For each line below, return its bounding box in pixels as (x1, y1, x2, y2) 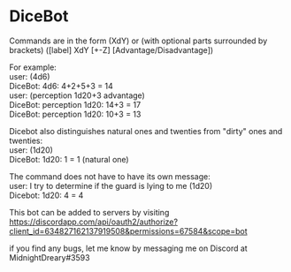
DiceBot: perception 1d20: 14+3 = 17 (9, 99, 142, 110)
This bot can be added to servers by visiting (9, 207, 170, 217)
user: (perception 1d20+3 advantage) (9, 90, 146, 101)
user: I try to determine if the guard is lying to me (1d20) (9, 180, 213, 191)
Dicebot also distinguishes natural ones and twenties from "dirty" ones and (9, 125, 283, 136)
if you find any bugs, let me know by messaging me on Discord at (9, 243, 248, 253)
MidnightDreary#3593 (9, 252, 90, 262)
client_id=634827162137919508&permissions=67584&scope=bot (9, 225, 248, 236)
